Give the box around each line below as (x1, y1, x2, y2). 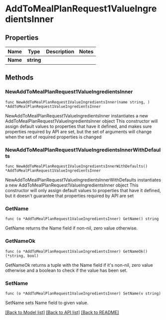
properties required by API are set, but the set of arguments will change (5, 128, 152, 134)
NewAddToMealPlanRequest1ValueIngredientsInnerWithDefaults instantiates (5, 177, 162, 183)
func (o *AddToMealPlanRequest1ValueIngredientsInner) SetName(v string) (5, 291, 162, 296)
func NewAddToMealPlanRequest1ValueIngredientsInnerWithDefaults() (5, 164, 148, 169)
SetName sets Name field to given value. (5, 300, 88, 306)
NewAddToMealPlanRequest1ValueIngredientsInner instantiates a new (5, 112, 148, 118)
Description (46, 48, 75, 55)
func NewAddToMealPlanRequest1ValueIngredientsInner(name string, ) (5, 100, 150, 105)
